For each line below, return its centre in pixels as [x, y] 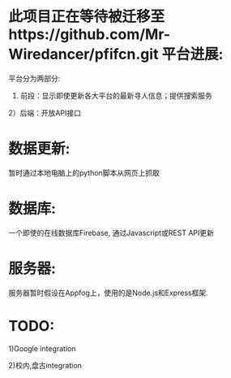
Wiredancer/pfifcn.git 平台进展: [116, 54]
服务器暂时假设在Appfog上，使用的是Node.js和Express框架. [108, 293]
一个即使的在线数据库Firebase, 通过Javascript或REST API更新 [111, 232]
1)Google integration [42, 348]
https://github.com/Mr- [90, 35]
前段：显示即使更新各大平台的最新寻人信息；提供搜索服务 [116, 95]
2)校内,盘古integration [45, 365]
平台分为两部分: [34, 78]
